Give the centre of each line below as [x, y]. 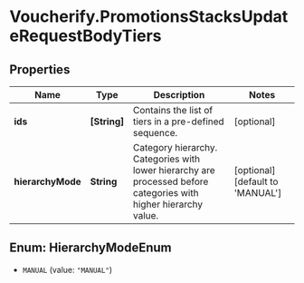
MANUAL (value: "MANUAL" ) [67, 269]
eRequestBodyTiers [85, 36]
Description [179, 95]
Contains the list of [173, 110]
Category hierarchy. [175, 147]
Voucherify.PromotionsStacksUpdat [149, 17]
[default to [256, 181]
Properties [40, 69]
